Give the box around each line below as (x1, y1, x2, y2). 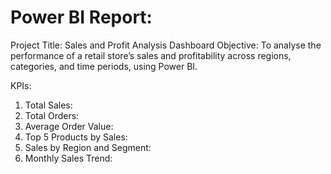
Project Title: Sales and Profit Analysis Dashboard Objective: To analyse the (10, 39, 322, 51)
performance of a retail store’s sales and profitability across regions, (10, 49, 292, 61)
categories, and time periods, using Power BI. (10, 60, 198, 72)
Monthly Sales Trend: (24, 152, 113, 164)
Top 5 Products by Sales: (24, 131, 128, 143)
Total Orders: (24, 109, 80, 121)
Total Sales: (24, 99, 73, 111)
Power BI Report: (10, 6, 153, 29)
